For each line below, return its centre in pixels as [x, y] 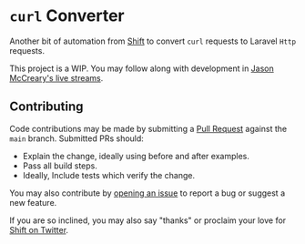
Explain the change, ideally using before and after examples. [136, 156]
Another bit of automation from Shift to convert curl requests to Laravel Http [153, 41]
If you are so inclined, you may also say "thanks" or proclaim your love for [148, 220]
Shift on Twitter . [39, 229]
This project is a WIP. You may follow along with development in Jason [142, 68]
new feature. [33, 202]
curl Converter [67, 16]
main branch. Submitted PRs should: [76, 138]
